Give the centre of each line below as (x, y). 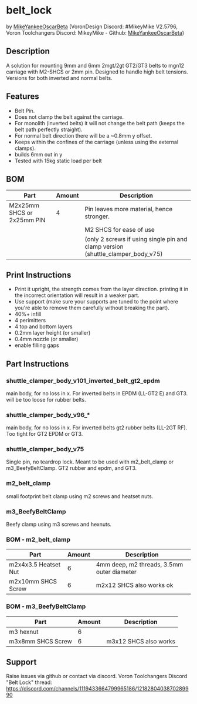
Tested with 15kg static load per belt (58, 161)
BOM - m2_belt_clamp (38, 539)
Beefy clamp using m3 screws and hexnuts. (59, 525)
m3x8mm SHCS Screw (40, 641)
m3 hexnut (24, 632)
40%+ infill (28, 314)
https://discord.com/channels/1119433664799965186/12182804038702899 (97, 689)
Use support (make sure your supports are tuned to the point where (96, 302)
